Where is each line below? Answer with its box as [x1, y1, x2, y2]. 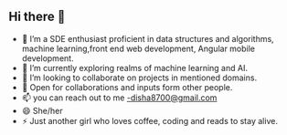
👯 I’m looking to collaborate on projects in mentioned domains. [21, 72, 258, 83]
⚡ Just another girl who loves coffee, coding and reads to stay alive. [21, 115, 278, 126]
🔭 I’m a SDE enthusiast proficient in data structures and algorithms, [21, 33, 275, 44]
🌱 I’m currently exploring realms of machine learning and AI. [21, 62, 249, 73]
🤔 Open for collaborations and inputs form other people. [21, 81, 233, 92]
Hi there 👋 [8, 9, 66, 25]
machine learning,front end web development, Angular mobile [21, 43, 256, 54]
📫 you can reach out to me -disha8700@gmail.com [21, 92, 218, 103]
